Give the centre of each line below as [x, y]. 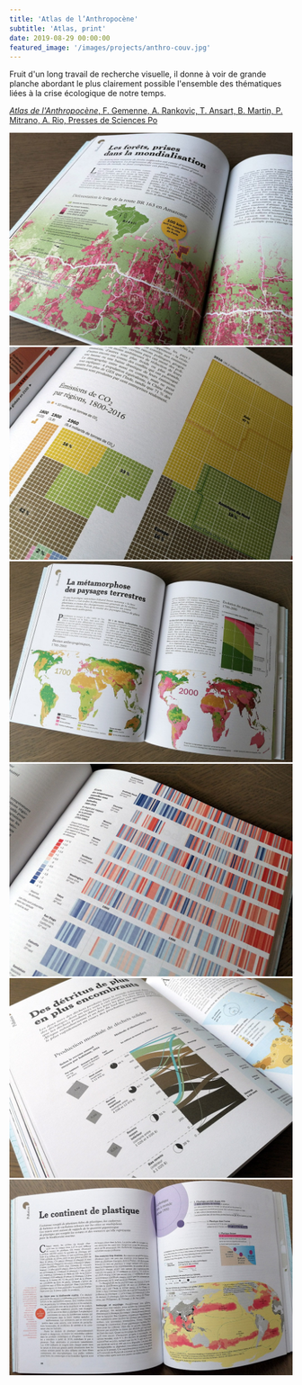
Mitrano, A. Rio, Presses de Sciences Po [84, 121]
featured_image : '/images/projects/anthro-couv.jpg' [110, 48]
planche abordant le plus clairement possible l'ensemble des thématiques [146, 84]
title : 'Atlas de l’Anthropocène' [74, 19]
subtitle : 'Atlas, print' [58, 28]
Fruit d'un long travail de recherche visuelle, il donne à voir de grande [138, 74]
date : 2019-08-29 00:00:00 [60, 38]
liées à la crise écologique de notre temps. [88, 94]
